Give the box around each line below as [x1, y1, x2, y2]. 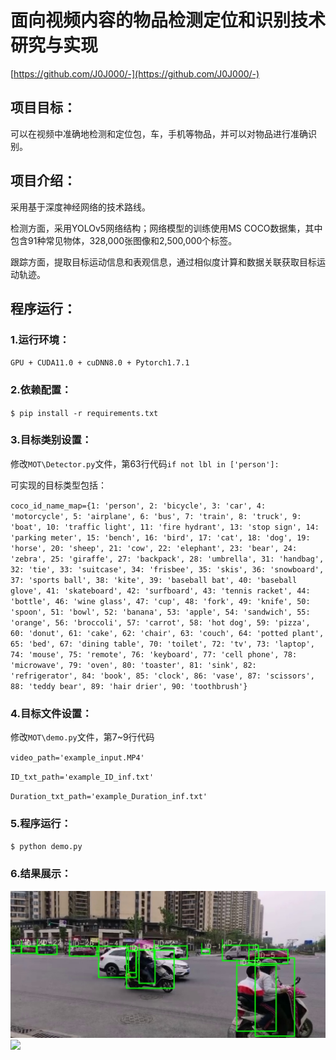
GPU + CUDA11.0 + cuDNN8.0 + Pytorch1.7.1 [10, 358, 190, 368]
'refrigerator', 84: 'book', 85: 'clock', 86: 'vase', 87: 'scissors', [10, 671, 315, 681]
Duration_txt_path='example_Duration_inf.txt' [10, 792, 208, 802]
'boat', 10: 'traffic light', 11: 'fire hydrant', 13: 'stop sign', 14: [10, 522, 320, 532]
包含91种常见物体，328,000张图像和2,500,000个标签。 [10, 234, 238, 246]
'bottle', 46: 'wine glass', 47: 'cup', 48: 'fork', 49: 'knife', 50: [10, 596, 311, 606]
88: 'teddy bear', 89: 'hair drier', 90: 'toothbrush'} [10, 681, 248, 691]
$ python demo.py [10, 842, 83, 852]
